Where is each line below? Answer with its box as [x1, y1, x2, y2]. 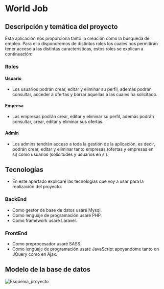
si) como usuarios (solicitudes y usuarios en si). [12, 151, 109, 157]
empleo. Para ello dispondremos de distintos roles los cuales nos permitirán [5, 41, 158, 47]
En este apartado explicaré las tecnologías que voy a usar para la [12, 178, 144, 184]
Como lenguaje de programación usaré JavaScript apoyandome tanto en [12, 246, 159, 252]
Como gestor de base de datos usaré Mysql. [12, 207, 102, 213]
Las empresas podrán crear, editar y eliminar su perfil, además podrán [12, 114, 154, 120]
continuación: [5, 51, 33, 57]
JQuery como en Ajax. [12, 251, 58, 257]
